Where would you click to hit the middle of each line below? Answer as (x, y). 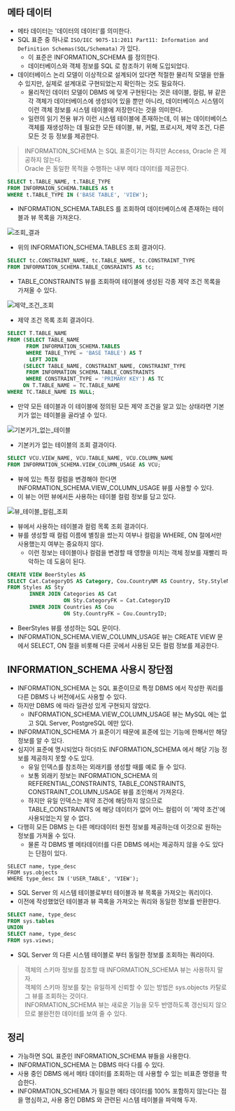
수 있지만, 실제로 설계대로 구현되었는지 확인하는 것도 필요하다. (101, 83)
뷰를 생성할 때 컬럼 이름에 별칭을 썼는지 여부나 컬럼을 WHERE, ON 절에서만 (120, 535)
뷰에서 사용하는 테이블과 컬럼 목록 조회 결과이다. (83, 526)
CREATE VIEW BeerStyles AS (47, 574)
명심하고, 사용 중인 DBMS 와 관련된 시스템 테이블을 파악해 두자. (111, 1100)
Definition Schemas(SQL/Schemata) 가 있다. (79, 48)
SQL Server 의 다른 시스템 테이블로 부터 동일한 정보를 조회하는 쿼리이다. (116, 955)
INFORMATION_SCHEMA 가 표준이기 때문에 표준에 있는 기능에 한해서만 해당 (122, 732)
